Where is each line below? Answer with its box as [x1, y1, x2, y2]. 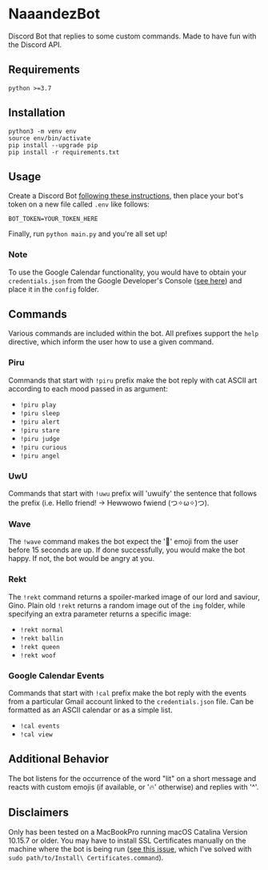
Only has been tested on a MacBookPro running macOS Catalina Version [8, 827, 248, 836]
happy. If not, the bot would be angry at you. [8, 554, 154, 563]
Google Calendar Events [8, 670, 105, 681]
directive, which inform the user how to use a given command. [8, 337, 214, 347]
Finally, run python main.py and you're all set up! [8, 229, 168, 239]
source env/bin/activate [8, 134, 91, 142]
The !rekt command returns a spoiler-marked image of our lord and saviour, [8, 591, 260, 601]
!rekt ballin [19, 634, 64, 643]
